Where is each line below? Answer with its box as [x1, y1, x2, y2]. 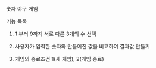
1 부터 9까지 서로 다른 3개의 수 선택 [14, 30, 96, 37]
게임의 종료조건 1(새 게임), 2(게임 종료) [14, 56, 104, 62]
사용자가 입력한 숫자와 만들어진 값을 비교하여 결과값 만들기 [14, 43, 151, 50]
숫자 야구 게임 [6, 5, 39, 12]
